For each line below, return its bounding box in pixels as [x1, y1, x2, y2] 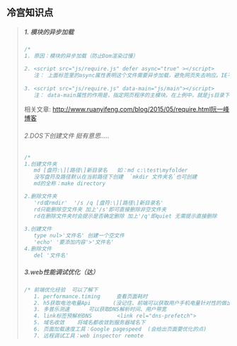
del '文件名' [33, 251, 69, 259]
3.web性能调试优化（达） [23, 268, 100, 277]
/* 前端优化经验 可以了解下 [23, 286, 98, 293]
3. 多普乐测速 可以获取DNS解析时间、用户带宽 [33, 306, 167, 313]
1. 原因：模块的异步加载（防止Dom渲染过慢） [23, 52, 139, 60]
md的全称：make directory [33, 180, 106, 187]
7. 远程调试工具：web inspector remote [33, 332, 144, 339]
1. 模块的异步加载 [23, 28, 74, 36]
